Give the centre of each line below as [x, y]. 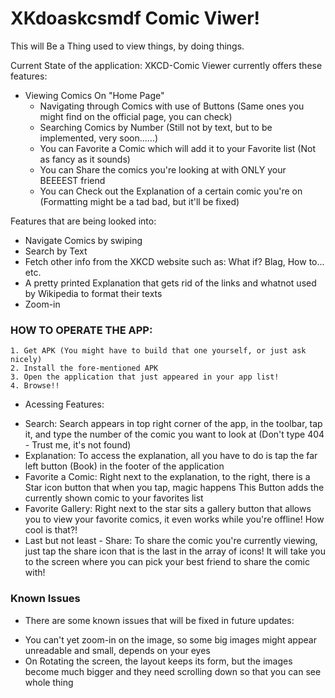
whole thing [49, 682]
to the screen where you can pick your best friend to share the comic [167, 562]
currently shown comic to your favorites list [114, 498]
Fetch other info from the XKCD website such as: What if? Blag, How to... [174, 261]
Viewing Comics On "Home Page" [94, 95]
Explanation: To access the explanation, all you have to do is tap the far [171, 456]
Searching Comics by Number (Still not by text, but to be [156, 127]
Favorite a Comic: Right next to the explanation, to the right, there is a [167, 477]
